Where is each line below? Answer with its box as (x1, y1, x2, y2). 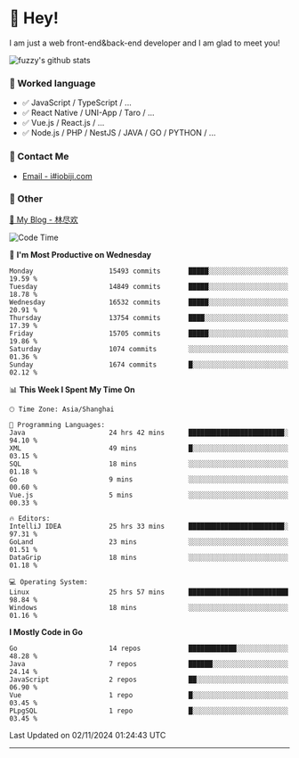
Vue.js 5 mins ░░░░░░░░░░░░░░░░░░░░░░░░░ (9, 490, 289, 499)
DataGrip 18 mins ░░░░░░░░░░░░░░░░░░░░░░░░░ (9, 553, 289, 562)
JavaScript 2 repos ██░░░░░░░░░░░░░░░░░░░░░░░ (9, 675, 289, 684)
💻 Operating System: (9, 577, 89, 587)
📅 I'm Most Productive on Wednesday (9, 249, 151, 260)
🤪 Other (9, 193, 43, 205)
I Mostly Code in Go (9, 626, 83, 637)
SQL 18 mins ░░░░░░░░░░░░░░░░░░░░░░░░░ (9, 459, 289, 468)
